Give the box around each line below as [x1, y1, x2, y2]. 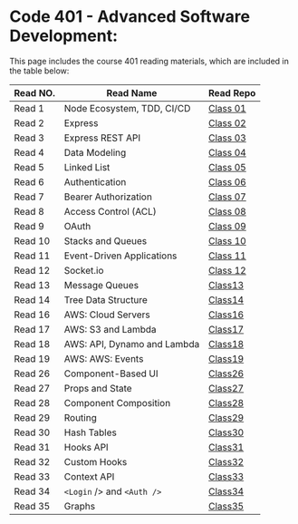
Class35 [207, 500, 245, 512]
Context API [63, 470, 115, 482]
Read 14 [14, 293, 51, 306]
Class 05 [207, 160, 246, 173]
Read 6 [14, 175, 44, 188]
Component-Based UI [63, 367, 159, 380]
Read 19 [14, 352, 51, 364]
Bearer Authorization [63, 190, 152, 203]
